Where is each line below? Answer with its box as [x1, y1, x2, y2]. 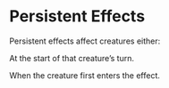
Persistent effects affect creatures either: [9, 36, 161, 46]
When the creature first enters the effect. [9, 69, 161, 81]
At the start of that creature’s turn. [9, 52, 134, 63]
